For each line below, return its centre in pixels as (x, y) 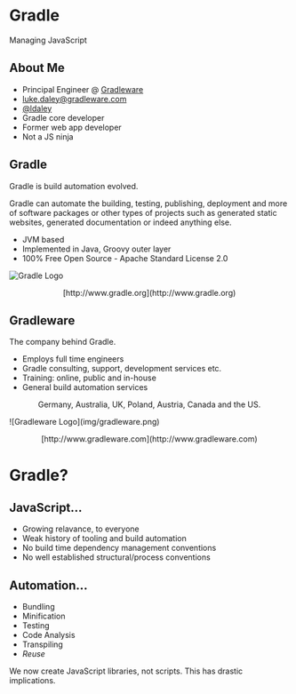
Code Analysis (48, 635)
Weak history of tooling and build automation (104, 538)
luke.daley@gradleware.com (74, 99)
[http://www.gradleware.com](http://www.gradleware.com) (149, 439)
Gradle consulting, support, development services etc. (122, 369)
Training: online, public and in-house (89, 378)
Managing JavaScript (48, 40)
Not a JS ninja (48, 136)
